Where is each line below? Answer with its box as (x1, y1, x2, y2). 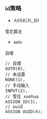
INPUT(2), (5, 88, 28, 93)
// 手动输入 (5, 83, 29, 88)
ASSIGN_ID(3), (5, 99, 38, 104)
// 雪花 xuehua (5, 93, 39, 99)
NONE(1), (5, 77, 25, 82)
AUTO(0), (5, 65, 25, 71)
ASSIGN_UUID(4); (5, 109, 43, 114)
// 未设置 (5, 71, 25, 77)
